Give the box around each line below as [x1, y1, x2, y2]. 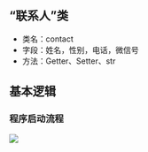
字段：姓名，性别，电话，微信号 [21, 44, 139, 55]
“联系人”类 [9, 8, 69, 24]
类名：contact [21, 34, 74, 44]
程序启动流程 [9, 113, 65, 125]
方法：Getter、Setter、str [21, 56, 116, 66]
